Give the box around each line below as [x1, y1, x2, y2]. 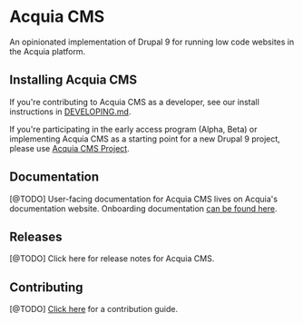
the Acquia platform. [9, 45, 86, 56]
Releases [9, 229, 63, 244]
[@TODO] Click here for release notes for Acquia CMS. [9, 253, 215, 264]
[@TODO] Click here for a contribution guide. [9, 304, 179, 315]
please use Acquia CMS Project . [9, 142, 130, 153]
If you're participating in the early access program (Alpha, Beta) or [9, 123, 258, 134]
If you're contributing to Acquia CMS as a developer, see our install [9, 96, 260, 107]
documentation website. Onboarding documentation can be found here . [9, 202, 278, 214]
